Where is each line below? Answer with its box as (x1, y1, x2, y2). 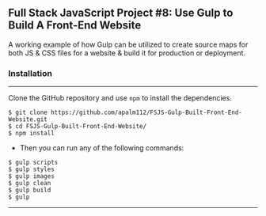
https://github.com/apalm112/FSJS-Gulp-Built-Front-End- (50, 108, 243, 117)
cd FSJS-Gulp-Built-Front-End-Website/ (15, 123, 147, 131)
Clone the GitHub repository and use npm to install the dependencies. (8, 93, 232, 103)
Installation (8, 67, 53, 78)
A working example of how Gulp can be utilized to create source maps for (8, 40, 249, 49)
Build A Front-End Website (8, 19, 142, 32)
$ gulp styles (8, 165, 55, 173)
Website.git (8, 116, 47, 123)
